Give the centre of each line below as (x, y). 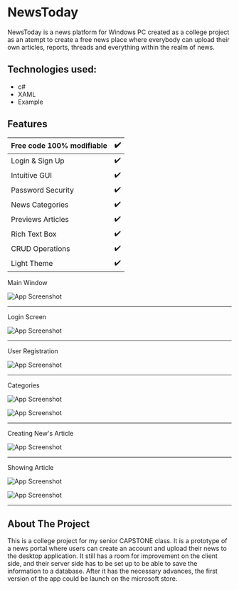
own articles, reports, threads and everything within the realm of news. (111, 47)
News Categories (40, 205)
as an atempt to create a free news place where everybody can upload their (118, 39)
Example (31, 102)
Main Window (27, 282)
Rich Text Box (34, 234)
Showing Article (31, 467)
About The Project (49, 524)
